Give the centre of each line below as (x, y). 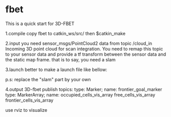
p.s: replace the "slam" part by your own (48, 79)
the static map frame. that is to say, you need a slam (61, 59)
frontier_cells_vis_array (30, 100)
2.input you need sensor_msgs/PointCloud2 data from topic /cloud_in (79, 43)
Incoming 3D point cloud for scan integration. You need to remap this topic (84, 49)
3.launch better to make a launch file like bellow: (56, 69)
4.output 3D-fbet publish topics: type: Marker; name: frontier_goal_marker (84, 89)
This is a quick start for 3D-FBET (40, 24)
